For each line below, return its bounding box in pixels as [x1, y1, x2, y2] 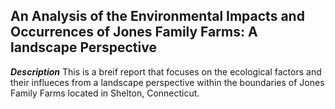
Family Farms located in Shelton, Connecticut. [10, 87, 200, 99]
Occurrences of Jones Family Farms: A [10, 24, 258, 41]
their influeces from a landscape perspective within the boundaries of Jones [10, 76, 325, 88]
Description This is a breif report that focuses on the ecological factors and [10, 65, 322, 78]
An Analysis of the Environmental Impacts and [10, 8, 305, 25]
